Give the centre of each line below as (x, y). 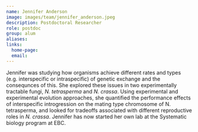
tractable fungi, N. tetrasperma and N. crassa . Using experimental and (92, 91)
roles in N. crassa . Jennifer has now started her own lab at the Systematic (96, 117)
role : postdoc (24, 28)
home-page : (25, 50)
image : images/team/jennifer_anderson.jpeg (61, 17)
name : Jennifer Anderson (37, 12)
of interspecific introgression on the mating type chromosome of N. (88, 104)
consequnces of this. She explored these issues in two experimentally (92, 85)
